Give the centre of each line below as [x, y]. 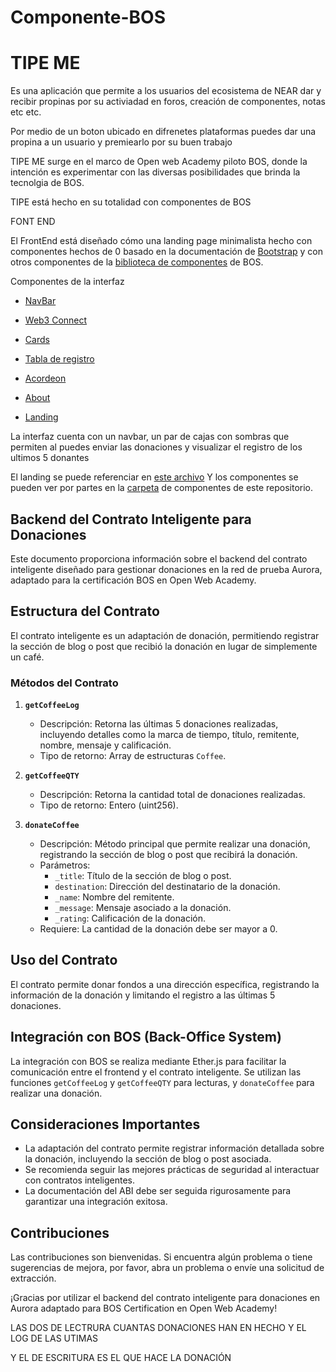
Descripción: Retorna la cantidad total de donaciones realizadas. [172, 795]
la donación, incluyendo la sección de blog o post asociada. [148, 1159]
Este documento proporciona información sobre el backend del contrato [159, 558]
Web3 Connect [56, 320]
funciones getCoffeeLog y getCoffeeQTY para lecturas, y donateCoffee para [162, 1082]
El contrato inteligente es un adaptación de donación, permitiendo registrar [165, 635]
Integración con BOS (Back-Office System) [146, 1037]
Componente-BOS [88, 17]
